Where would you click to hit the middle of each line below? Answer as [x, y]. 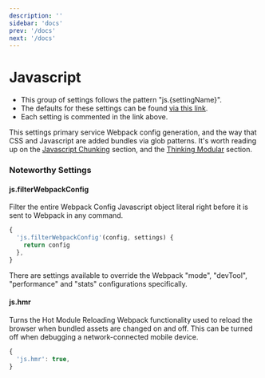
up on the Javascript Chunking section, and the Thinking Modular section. [131, 150]
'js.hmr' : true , [43, 359]
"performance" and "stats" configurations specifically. [98, 283]
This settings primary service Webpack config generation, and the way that [133, 132]
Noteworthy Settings [50, 171]
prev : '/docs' [33, 30]
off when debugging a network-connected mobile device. [104, 336]
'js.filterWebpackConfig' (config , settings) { [95, 238]
